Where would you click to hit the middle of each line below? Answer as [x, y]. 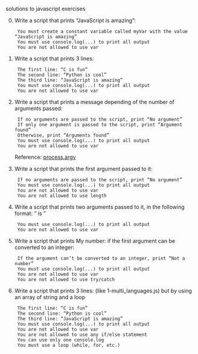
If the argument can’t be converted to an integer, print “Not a [101, 259]
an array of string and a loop [50, 297]
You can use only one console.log [61, 340]
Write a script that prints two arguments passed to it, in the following [99, 207]
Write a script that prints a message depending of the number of [94, 102]
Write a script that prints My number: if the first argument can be [95, 241]
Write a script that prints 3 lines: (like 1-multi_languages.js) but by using [103, 291]
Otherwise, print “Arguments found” [63, 135]
